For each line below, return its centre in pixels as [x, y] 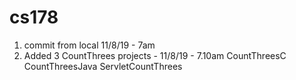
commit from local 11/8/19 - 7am [89, 45]
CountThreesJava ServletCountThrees [103, 66]
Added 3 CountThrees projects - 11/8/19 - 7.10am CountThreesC [155, 55]
